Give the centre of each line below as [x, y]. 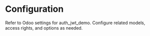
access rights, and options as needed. [44, 28]
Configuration [35, 9]
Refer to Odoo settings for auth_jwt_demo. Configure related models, [75, 23]
